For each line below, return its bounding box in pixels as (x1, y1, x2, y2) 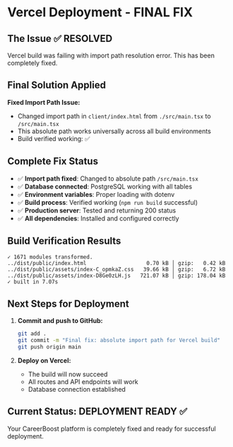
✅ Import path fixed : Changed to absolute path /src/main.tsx (17, 174, 199, 183)
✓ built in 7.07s (7, 278, 59, 285)
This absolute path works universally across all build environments (17, 127, 212, 135)
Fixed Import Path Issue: (7, 98, 80, 106)
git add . (17, 330, 47, 337)
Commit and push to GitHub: (17, 317, 103, 325)
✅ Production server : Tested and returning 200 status (17, 206, 177, 215)
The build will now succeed (28, 370, 108, 378)
